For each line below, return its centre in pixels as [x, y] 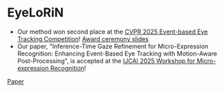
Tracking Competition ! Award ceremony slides [83, 38]
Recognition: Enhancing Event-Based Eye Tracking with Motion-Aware [117, 54]
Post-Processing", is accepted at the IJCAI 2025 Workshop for [106, 60]
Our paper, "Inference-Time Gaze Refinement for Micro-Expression [113, 46]
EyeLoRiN [36, 13]
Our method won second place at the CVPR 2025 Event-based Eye [112, 32]
